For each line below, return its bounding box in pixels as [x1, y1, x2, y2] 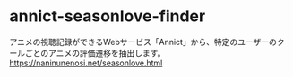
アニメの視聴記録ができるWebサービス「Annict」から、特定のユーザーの [9, 36, 278, 47]
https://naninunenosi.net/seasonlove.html [9, 58, 163, 68]
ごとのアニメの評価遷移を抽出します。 [24, 47, 166, 58]
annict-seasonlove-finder [9, 6, 206, 27]
